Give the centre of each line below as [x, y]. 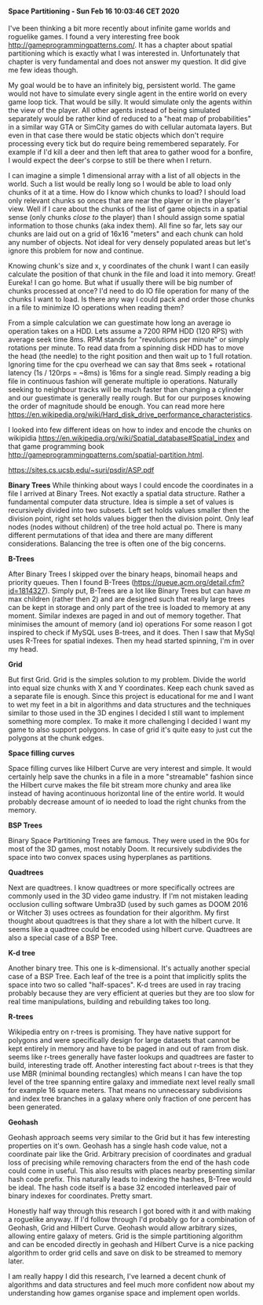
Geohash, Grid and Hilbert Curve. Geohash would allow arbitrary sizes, [122, 1228]
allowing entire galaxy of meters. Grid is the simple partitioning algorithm [126, 1236]
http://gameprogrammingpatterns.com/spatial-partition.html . [106, 455]
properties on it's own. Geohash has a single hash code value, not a [118, 1146]
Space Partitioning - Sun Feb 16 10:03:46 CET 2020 [94, 11]
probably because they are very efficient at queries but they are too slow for [131, 993]
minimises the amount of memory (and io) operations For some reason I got [130, 624]
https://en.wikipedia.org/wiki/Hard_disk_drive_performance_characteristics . [130, 415]
